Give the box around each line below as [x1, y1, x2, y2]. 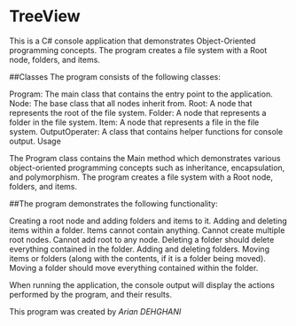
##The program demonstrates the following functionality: [9, 198, 219, 209]
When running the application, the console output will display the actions [9, 279, 275, 290]
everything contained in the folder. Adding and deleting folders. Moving [9, 244, 270, 254]
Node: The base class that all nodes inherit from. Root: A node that [9, 97, 253, 108]
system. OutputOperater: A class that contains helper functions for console [9, 126, 284, 136]
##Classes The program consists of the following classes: [9, 71, 222, 81]
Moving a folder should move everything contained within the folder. [9, 262, 259, 273]
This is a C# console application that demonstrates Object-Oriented [9, 35, 256, 46]
